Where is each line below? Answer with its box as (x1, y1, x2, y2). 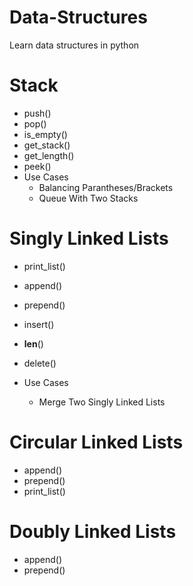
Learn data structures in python (9, 39, 140, 51)
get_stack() (23, 139, 71, 151)
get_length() (23, 149, 75, 161)
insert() (23, 318, 55, 330)
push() (23, 107, 52, 119)
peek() (23, 160, 52, 172)
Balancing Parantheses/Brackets (38, 181, 174, 193)
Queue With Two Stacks (38, 192, 139, 204)
